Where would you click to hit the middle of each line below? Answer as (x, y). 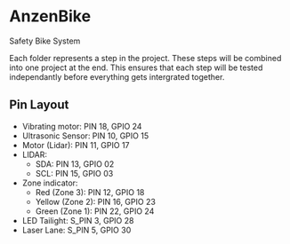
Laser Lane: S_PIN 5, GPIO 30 (77, 230)
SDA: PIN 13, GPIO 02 (75, 164)
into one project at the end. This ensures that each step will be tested (136, 67)
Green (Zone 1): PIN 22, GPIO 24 (95, 211)
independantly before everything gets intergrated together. (117, 76)
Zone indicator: (50, 183)
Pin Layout (39, 105)
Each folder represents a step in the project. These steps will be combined (145, 58)
